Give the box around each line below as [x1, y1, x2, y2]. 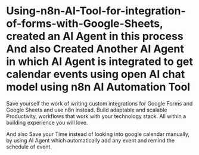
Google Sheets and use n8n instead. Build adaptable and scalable [6, 106, 167, 113]
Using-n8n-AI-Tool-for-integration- [6, 4, 186, 18]
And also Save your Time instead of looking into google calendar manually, [6, 130, 189, 138]
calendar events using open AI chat [6, 67, 185, 81]
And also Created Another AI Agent [6, 42, 185, 56]
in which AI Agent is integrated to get [6, 55, 194, 69]
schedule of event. [6, 143, 52, 150]
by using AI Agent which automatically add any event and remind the [6, 137, 175, 144]
